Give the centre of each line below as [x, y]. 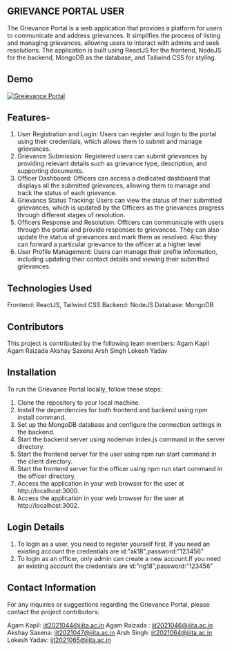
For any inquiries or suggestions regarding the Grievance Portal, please [109, 604]
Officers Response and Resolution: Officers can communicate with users [120, 222]
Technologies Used [49, 288]
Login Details [36, 528]
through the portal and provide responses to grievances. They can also [118, 230]
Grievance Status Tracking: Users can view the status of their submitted [119, 201]
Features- [29, 118]
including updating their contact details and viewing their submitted [113, 259]
